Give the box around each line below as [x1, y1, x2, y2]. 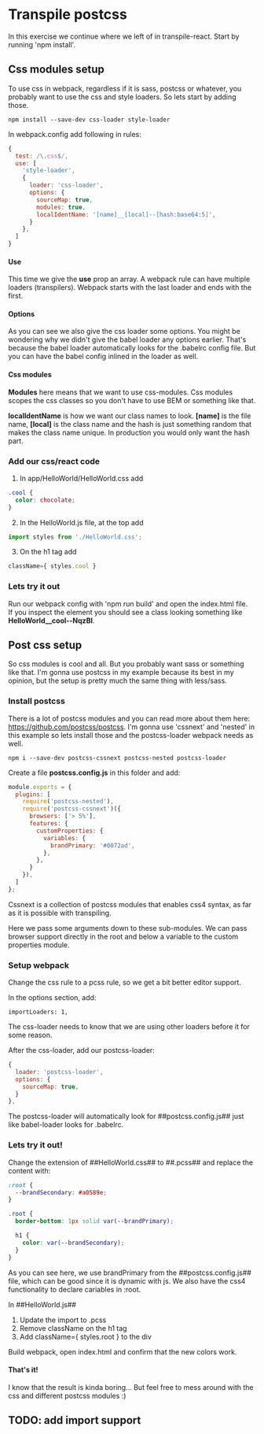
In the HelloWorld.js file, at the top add [19, 517, 144, 527]
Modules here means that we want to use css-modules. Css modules [8, 387, 233, 397]
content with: [8, 1165, 51, 1175]
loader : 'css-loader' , [28, 181, 104, 190]
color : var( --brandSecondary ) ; [22, 1239, 125, 1247]
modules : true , [36, 203, 86, 211]
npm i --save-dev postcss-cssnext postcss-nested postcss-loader [8, 754, 226, 761]
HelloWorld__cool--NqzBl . [8, 616, 95, 625]
